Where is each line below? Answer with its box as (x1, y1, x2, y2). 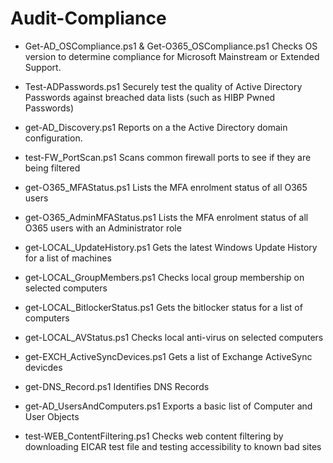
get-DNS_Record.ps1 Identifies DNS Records (24, 380, 210, 392)
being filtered (24, 162, 81, 174)
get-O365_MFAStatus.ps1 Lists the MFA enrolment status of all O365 (24, 181, 308, 193)
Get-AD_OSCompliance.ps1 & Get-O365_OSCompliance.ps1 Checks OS (24, 40, 318, 52)
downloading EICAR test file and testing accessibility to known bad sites (24, 440, 322, 452)
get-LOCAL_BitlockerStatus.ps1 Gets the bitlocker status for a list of (24, 301, 303, 313)
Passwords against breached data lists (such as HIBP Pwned (24, 91, 276, 103)
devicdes (24, 361, 63, 373)
